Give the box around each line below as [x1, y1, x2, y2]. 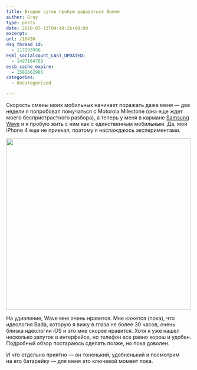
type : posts [6, 20, 35, 25]
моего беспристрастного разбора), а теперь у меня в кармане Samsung [6, 114, 189, 121]
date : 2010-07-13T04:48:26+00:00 [6, 25, 88, 31]
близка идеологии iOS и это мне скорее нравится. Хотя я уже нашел [6, 327, 180, 334]
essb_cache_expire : [6, 63, 54, 70]
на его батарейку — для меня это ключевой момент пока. [6, 358, 153, 364]
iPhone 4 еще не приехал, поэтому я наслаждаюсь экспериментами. [6, 126, 181, 134]
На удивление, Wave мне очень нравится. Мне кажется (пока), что [6, 314, 175, 322]
